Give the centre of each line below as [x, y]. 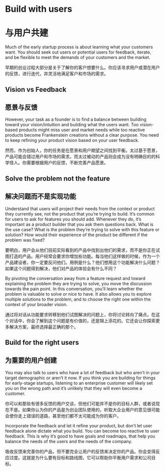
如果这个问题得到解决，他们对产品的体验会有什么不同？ [61, 268]
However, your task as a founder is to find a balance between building [76, 119]
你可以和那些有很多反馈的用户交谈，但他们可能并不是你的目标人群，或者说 [80, 403]
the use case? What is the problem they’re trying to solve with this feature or [82, 229]
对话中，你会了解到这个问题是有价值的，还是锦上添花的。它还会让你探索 [82, 321]
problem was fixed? [25, 240]
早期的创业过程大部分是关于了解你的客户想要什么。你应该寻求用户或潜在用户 [82, 68]
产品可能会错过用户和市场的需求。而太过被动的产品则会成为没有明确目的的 [80, 157]
